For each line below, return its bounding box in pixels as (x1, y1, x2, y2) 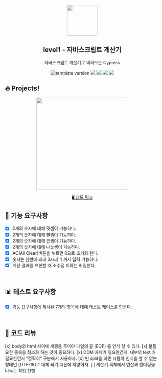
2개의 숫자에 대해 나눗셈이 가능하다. (12, 244, 81, 250)
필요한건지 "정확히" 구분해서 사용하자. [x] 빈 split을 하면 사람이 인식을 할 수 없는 (5, 355, 157, 361)
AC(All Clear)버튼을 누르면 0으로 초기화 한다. (12, 250, 99, 256)
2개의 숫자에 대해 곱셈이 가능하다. (12, 238, 77, 243)
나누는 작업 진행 (5, 368, 36, 374)
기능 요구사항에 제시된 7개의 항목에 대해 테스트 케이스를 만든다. (12, 304, 132, 310)
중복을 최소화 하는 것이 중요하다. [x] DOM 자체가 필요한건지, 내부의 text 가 (14, 349, 156, 355)
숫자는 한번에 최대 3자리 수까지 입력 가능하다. (12, 256, 99, 262)
